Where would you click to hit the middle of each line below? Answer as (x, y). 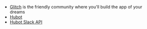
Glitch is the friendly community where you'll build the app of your (76, 7)
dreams (17, 12)
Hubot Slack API (26, 22)
